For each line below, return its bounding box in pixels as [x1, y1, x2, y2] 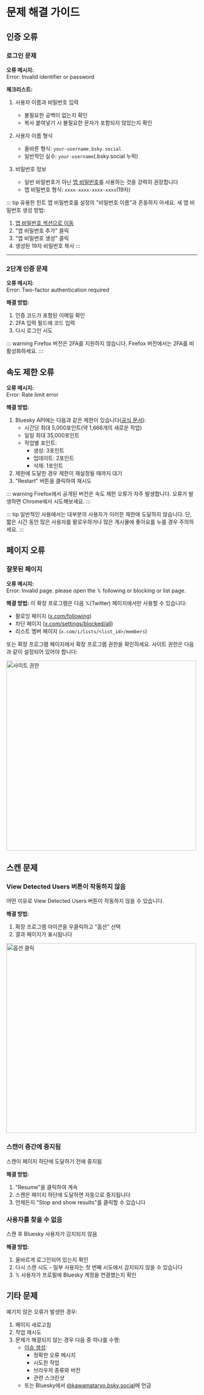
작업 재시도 [15, 1328, 42, 1335]
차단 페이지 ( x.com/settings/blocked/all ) [15, 620, 114, 627]
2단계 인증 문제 [6, 264, 48, 273]
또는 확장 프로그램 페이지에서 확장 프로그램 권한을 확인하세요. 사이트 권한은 [6, 640, 183, 648]
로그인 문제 [6, 51, 37, 60]
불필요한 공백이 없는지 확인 [24, 111, 88, 118]
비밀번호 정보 [15, 165, 47, 173]
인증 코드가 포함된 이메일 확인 [15, 312, 85, 319]
